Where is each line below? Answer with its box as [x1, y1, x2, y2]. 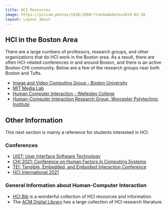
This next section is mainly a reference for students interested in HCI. [5, 129, 149, 135]
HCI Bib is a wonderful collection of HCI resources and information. [12, 193, 152, 199]
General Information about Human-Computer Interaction [5, 182, 147, 189]
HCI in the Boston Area [5, 35, 78, 44]
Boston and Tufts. [5, 70, 42, 76]
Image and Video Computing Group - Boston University [12, 80, 128, 86]
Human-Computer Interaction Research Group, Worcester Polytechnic [12, 96, 158, 102]
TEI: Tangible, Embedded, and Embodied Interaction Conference [12, 164, 147, 170]
